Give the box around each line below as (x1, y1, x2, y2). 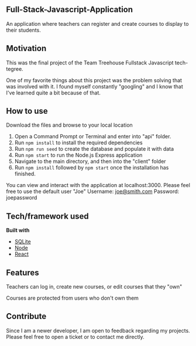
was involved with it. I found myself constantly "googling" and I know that (6, 83, 183, 90)
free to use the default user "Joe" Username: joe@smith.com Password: (6, 188, 180, 195)
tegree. (6, 65, 23, 72)
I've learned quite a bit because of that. (6, 89, 101, 96)
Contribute (6, 311, 47, 321)
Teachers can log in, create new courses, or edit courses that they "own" (6, 283, 183, 290)
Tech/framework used (6, 211, 89, 221)
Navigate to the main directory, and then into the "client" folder (14, 158, 166, 165)
